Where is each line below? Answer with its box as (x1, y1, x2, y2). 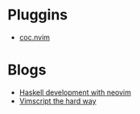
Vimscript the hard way (19, 95, 97, 106)
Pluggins (7, 6, 68, 24)
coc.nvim (19, 32, 50, 42)
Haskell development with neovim (19, 87, 132, 97)
